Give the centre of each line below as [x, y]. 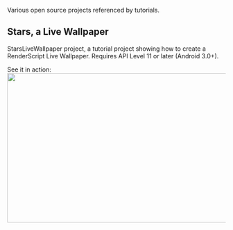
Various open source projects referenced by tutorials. [84, 10]
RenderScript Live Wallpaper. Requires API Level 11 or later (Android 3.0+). [113, 56]
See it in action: [29, 69]
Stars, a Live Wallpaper [58, 32]
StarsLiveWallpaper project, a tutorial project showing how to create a [107, 49]
